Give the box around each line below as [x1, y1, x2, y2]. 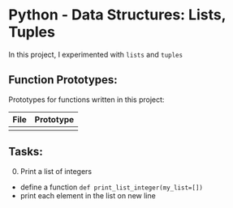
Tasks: [8, 145, 43, 159]
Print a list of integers [19, 166, 93, 176]
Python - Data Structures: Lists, [8, 6, 226, 24]
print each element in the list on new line [19, 190, 156, 200]
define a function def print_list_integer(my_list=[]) [19, 182, 203, 192]
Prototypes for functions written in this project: [8, 95, 165, 104]
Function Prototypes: [8, 73, 118, 87]
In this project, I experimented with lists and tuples [8, 49, 183, 59]
